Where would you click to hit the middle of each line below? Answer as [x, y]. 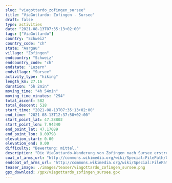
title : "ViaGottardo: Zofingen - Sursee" [50, 15]
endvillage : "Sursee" [28, 72]
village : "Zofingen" [27, 53]
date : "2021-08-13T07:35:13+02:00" [43, 29]
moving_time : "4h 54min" [32, 91]
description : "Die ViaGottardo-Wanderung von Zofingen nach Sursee [79, 153]
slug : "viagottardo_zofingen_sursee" [46, 10]
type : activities [24, 24]
